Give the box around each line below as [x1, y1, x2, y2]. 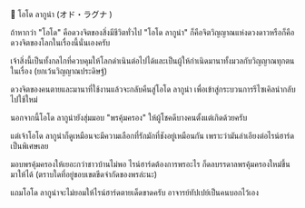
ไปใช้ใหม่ [10, 94, 38, 104]
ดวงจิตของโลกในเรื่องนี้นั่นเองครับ [10, 37, 111, 48]
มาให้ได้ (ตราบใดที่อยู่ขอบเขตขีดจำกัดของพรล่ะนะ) [10, 169, 158, 180]
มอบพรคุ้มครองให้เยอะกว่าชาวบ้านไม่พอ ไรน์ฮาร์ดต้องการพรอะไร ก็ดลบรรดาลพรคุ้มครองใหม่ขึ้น [10, 159, 290, 169]
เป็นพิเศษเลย [10, 141, 49, 151]
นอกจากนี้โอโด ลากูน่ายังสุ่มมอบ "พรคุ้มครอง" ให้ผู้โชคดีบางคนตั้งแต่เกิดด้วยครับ [10, 113, 248, 123]
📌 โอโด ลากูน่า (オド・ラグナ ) [10, 9, 113, 19]
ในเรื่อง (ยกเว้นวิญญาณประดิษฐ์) [10, 65, 108, 76]
